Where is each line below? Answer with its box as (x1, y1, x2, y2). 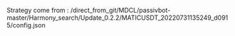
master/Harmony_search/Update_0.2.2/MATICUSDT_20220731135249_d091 (6, 13, 229, 22)
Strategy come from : (6, 6, 69, 14)
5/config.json (6, 21, 46, 29)
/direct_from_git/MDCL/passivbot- (70, 6, 171, 14)
